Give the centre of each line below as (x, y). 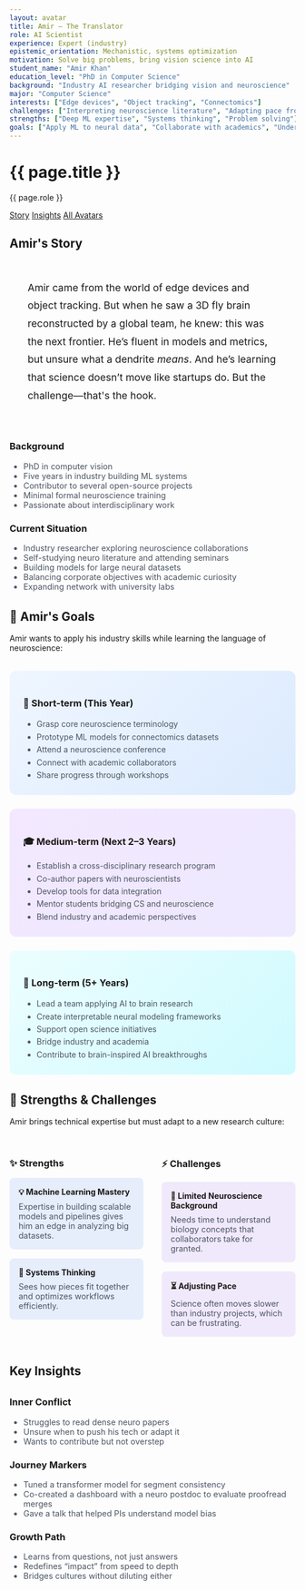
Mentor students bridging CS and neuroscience (125, 904)
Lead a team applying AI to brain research (114, 1004)
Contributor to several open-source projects (108, 486)
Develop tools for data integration (98, 891)
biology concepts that (212, 1230)
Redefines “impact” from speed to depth (101, 1566)
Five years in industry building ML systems (105, 476)
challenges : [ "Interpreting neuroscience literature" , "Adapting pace (146, 111)
